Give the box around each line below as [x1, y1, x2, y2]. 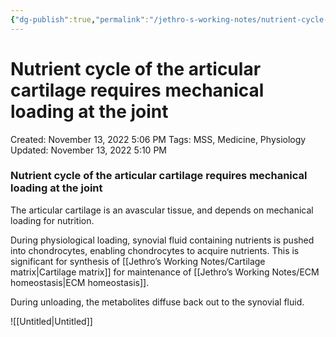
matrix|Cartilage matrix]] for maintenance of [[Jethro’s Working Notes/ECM [10, 266, 320, 278]
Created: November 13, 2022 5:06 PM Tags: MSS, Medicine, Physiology [10, 133, 307, 145]
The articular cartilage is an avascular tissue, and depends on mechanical [10, 204, 314, 216]
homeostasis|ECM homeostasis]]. [10, 276, 150, 288]
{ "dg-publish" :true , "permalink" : [10, 14, 150, 25]
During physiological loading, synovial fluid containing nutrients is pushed [10, 234, 315, 246]
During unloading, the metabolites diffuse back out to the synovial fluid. [10, 296, 305, 308]
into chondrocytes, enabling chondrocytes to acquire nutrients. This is [10, 244, 300, 256]
